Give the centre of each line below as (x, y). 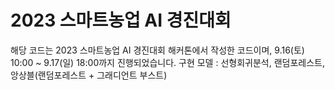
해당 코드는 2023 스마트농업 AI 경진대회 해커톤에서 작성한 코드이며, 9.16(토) (157, 50)
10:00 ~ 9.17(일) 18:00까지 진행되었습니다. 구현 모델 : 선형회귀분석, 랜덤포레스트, (167, 62)
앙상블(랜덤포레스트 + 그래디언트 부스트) (89, 75)
